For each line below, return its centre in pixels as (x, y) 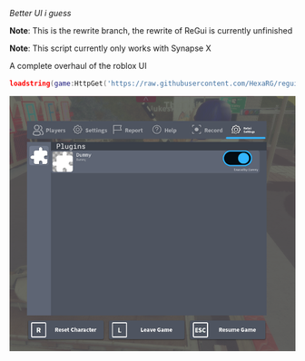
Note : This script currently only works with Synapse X (110, 48)
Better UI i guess (40, 13)
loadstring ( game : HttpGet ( (58, 83)
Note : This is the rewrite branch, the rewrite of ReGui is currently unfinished (151, 30)
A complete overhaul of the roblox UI (78, 66)
